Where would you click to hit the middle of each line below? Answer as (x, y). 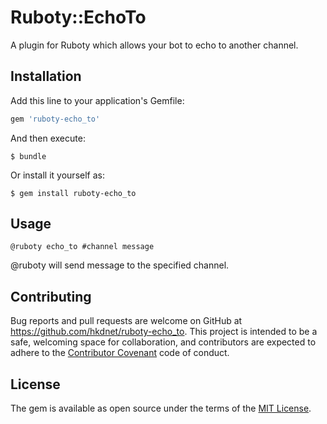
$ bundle (28, 156)
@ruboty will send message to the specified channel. (120, 265)
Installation (46, 76)
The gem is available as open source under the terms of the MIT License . (161, 408)
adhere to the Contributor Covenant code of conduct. (120, 353)
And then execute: (48, 138)
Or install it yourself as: (57, 175)
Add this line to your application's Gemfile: (97, 100)
